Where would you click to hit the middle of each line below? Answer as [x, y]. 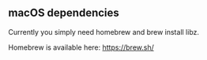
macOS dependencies [64, 13]
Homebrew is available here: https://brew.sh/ [81, 47]
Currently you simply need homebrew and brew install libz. [104, 32]
